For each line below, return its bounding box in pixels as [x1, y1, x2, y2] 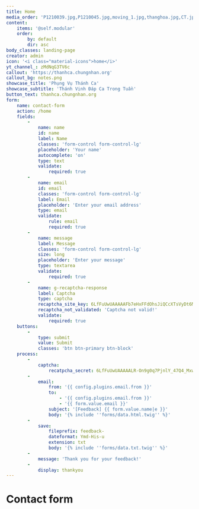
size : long [37, 252, 65, 258]
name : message [37, 235, 73, 241]
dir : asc [27, 42, 49, 48]
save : [37, 423, 52, 429]
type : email [37, 207, 68, 214]
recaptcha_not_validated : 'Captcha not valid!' [37, 307, 158, 313]
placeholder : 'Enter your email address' [37, 202, 142, 208]
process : [17, 351, 38, 357]
